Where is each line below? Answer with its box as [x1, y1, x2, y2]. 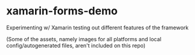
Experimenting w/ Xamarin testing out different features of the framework [6, 24, 189, 31]
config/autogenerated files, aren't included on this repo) [6, 42, 146, 49]
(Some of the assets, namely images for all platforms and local [6, 35, 162, 42]
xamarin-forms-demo [6, 4, 118, 18]
